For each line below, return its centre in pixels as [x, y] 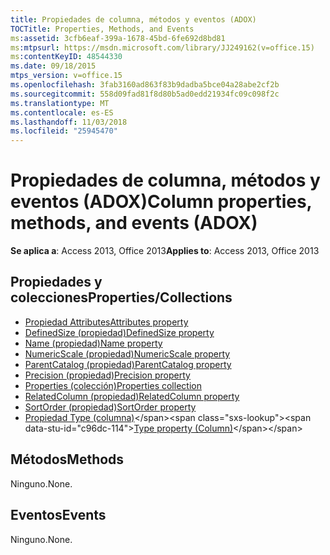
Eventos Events [58, 515]
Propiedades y [56, 282]
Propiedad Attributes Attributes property [106, 322]
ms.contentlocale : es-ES [62, 112]
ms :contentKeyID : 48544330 [66, 57]
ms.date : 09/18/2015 [53, 66]
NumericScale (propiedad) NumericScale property [127, 353]
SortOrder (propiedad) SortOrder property [110, 407]
